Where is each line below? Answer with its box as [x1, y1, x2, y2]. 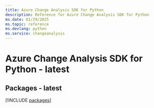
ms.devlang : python [5, 26, 47, 31]
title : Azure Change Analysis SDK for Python [5, 7, 104, 13]
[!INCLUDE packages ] [5, 97, 52, 103]
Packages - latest [5, 84, 62, 92]
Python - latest [5, 64, 70, 75]
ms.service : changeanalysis [5, 31, 65, 36]
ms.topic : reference [5, 21, 49, 27]
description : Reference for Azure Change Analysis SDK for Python [5, 12, 149, 17]
